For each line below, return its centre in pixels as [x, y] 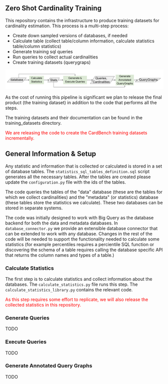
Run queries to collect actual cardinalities [55, 57]
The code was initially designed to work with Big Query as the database [79, 217]
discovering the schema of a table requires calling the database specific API [84, 250]
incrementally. [20, 138]
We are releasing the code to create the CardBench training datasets [76, 132]
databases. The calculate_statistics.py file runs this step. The [72, 284]
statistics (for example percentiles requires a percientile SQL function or [80, 244]
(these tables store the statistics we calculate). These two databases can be [84, 202]
